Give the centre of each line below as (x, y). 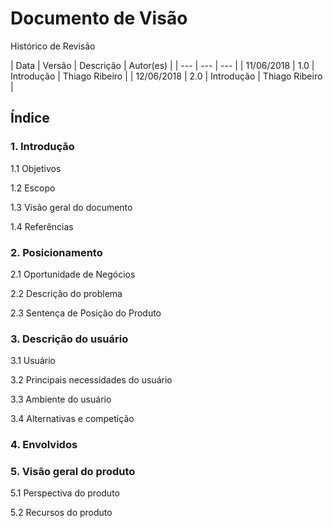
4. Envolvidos (44, 445)
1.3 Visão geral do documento (71, 207)
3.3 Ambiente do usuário (61, 399)
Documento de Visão (99, 18)
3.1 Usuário (33, 361)
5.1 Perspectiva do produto (65, 493)
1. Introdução (42, 147)
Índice (30, 118)
